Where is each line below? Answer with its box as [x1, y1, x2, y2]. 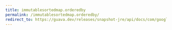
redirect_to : [5, 17, 33, 22]
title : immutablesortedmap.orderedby [5, 7, 86, 13]
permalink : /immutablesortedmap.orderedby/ [5, 12, 100, 17]
